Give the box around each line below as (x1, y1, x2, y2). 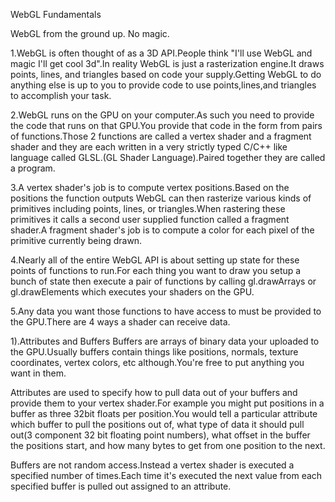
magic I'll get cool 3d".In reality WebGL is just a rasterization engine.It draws (10, 58, 325, 69)
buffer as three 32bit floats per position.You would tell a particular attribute (10, 408, 318, 419)
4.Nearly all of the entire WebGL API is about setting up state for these (10, 254, 300, 266)
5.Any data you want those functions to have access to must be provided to (10, 305, 322, 317)
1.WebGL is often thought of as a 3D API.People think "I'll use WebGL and (10, 47, 313, 59)
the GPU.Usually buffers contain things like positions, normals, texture (10, 346, 299, 358)
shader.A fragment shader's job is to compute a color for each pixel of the (10, 224, 315, 236)
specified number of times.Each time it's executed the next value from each (10, 470, 323, 481)
